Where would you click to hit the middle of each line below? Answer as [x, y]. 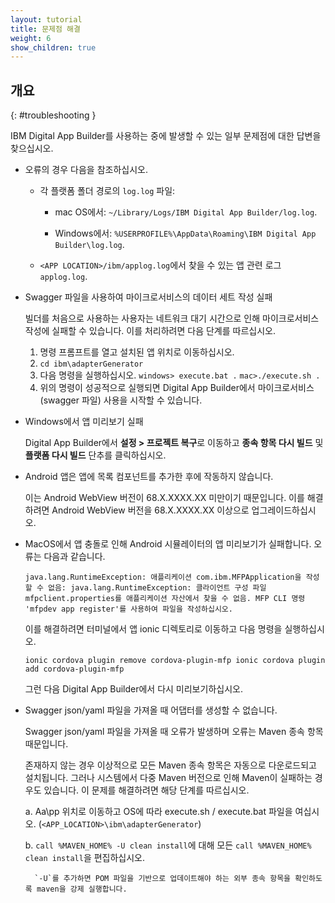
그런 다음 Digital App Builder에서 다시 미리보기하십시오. [133, 689]
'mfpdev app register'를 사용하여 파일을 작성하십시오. [128, 609]
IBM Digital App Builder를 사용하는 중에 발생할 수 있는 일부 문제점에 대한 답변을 [166, 136]
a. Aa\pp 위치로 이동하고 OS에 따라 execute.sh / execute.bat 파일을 [158, 812]
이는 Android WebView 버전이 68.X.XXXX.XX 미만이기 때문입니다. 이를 [164, 498]
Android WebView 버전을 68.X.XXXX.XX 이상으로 [150, 510]
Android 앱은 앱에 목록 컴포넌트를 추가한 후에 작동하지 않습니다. [149, 477]
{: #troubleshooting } [53, 115]
